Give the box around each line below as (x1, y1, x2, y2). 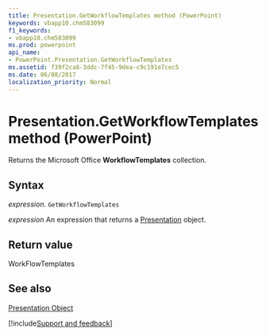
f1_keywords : (8, 26, 52, 34)
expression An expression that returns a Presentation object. (8, 215, 206, 225)
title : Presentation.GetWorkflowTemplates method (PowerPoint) (8, 11, 222, 20)
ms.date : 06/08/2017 (8, 71, 77, 79)
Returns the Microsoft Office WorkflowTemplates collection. (8, 156, 207, 165)
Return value (8, 238, 73, 251)
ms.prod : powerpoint (8, 41, 77, 49)
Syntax (8, 178, 44, 191)
